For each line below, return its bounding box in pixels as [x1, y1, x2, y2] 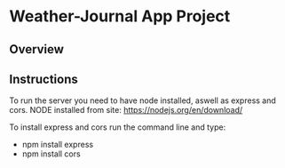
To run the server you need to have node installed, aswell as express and [9, 95, 277, 106]
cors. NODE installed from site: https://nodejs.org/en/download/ [9, 105, 243, 116]
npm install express [21, 140, 94, 150]
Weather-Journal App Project [9, 6, 231, 27]
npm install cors [21, 148, 82, 159]
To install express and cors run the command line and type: [9, 122, 226, 132]
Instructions [9, 71, 78, 86]
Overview [9, 42, 65, 57]
